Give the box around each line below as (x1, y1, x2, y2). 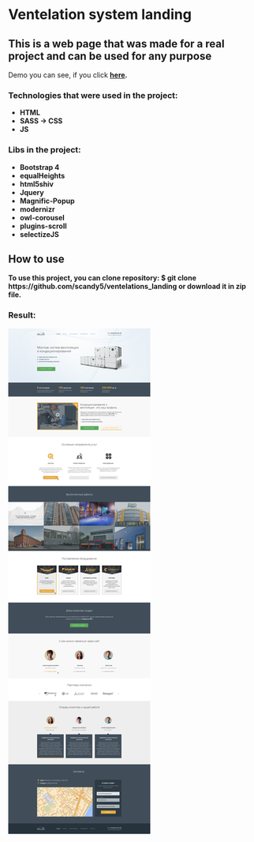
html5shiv (19, 179, 54, 189)
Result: (8, 310, 36, 321)
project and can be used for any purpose (8, 49, 212, 62)
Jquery (19, 187, 45, 197)
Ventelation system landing (8, 6, 192, 24)
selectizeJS (19, 229, 59, 239)
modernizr (19, 204, 55, 214)
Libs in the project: (8, 145, 81, 156)
